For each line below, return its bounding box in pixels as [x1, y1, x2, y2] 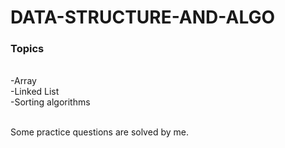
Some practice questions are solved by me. [10, 126, 189, 138]
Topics [10, 42, 45, 56]
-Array [10, 75, 37, 87]
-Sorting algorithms [10, 96, 91, 108]
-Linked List [10, 86, 60, 98]
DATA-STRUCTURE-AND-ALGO [10, 6, 276, 29]
